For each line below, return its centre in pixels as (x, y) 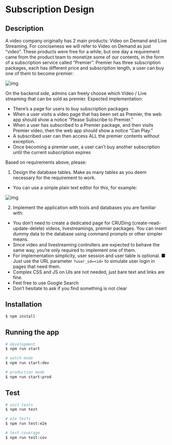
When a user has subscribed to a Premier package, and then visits (83, 125)
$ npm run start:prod (28, 377)
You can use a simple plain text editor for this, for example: (75, 188)
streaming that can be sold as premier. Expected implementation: (74, 99)
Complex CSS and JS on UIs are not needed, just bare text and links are (89, 272)
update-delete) (28, 228)
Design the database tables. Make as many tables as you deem (80, 172)
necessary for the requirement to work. (54, 178)
